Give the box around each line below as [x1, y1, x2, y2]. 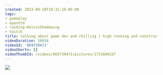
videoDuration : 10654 [5, 38, 49, 43]
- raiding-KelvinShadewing [5, 25, 60, 30]
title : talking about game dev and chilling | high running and [5, 34, 138, 39]
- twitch [5, 29, 23, 34]
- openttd [5, 20, 25, 25]
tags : [5, 12, 16, 16]
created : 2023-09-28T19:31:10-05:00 [5, 7, 79, 12]
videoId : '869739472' [5, 43, 49, 48]
